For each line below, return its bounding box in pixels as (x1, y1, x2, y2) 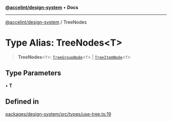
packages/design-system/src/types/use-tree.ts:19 (5, 111, 112, 117)
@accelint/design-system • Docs (5, 5, 78, 10)
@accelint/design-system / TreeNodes (5, 19, 87, 25)
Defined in (5, 97, 39, 106)
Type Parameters (5, 69, 61, 77)
